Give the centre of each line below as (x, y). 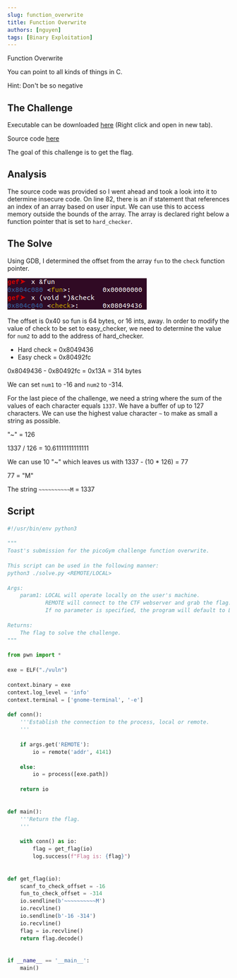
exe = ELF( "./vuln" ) (38, 670)
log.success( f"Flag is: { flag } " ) (82, 856)
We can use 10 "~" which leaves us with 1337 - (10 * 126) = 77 (98, 461)
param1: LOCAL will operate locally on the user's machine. (110, 596)
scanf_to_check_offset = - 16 (63, 886)
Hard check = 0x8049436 (55, 349)
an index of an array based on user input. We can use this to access (106, 206)
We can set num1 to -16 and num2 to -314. (65, 384)
